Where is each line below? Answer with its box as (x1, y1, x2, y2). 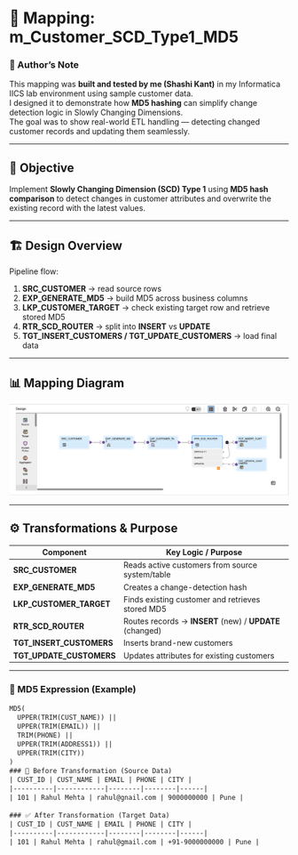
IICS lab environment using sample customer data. (9, 88, 193, 99)
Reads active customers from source (122, 560, 258, 570)
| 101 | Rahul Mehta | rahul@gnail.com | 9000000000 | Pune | (9, 794, 244, 803)
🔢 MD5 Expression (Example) (9, 683, 137, 696)
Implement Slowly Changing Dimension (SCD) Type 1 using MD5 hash (9, 184, 269, 195)
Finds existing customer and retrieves (122, 593, 261, 604)
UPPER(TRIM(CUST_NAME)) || (17, 714, 117, 722)
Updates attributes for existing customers (122, 649, 275, 661)
